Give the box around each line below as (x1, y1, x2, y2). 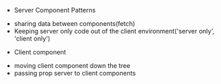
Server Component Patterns (13, 6, 96, 14)
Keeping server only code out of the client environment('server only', (13, 27, 215, 35)
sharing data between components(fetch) (13, 20, 136, 27)
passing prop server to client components (13, 69, 136, 77)
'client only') (13, 34, 51, 43)
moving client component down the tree (13, 62, 131, 69)
